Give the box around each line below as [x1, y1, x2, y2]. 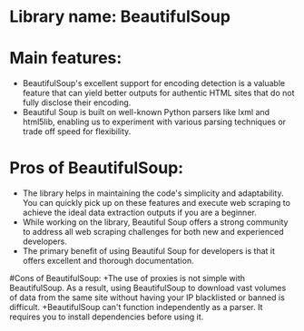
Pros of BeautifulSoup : [9, 158, 184, 179]
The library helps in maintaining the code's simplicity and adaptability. [22, 188, 284, 199]
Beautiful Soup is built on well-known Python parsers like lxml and [22, 107, 270, 118]
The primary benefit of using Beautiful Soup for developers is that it [22, 246, 275, 257]
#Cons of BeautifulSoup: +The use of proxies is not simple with [9, 273, 246, 284]
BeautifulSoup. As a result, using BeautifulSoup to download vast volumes [9, 283, 287, 294]
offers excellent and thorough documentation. [22, 256, 194, 267]
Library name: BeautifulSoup [9, 6, 231, 27]
